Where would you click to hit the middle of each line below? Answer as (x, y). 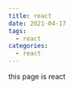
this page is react (37, 76)
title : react (30, 16)
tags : (17, 31)
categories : (28, 46)
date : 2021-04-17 (37, 23)
